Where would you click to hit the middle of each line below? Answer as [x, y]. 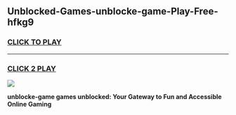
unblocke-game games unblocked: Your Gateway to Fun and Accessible [115, 96]
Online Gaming [29, 104]
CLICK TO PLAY [34, 43]
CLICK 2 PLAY [32, 68]
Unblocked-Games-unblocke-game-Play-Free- [113, 11]
